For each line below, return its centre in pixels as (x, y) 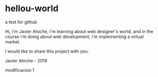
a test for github (21, 22)
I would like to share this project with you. (47, 51)
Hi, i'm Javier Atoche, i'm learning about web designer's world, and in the (79, 31)
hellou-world (32, 9)
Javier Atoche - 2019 (26, 60)
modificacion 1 (20, 70)
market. (13, 41)
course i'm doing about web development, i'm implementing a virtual (74, 37)
